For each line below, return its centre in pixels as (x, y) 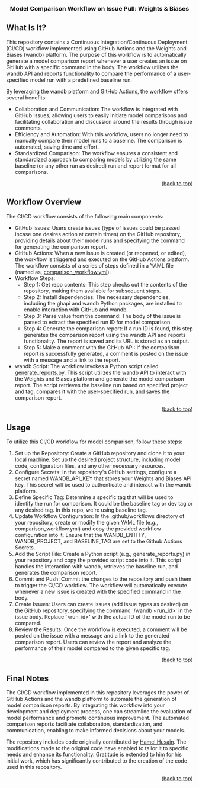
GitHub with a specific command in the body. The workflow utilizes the (92, 67)
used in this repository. (34, 767)
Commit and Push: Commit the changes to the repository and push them (103, 579)
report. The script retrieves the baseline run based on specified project (101, 385)
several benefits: (27, 97)
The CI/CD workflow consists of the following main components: (85, 216)
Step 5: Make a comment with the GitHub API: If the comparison (102, 347)
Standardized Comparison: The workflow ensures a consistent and (96, 153)
